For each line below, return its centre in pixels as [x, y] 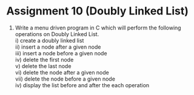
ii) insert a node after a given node [58, 47]
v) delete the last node [43, 66]
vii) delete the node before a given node [65, 79]
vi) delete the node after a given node [62, 72]
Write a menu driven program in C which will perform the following [98, 28]
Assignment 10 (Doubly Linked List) [98, 11]
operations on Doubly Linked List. [57, 34]
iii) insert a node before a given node [61, 53]
